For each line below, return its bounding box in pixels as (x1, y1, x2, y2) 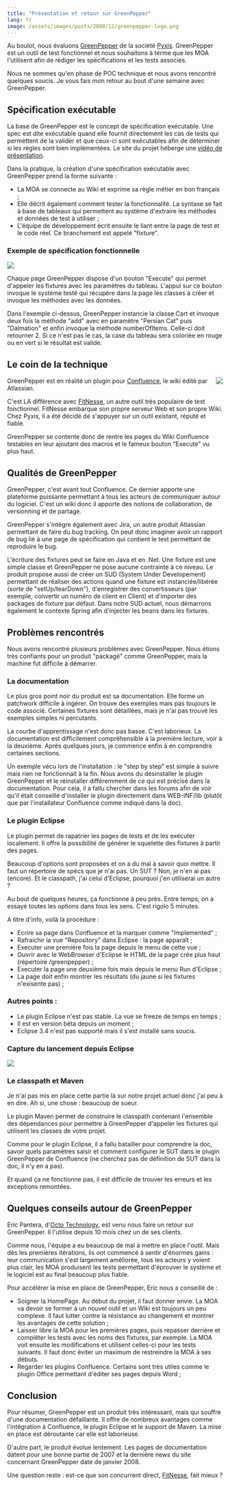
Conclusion (7, 1390, 57, 1402)
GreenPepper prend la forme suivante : (7, 172, 117, 180)
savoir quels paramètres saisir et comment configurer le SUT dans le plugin (7, 1147, 220, 1156)
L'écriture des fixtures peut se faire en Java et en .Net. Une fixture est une (7, 556, 216, 564)
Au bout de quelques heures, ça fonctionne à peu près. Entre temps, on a (7, 895, 214, 903)
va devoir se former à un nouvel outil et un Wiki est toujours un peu (16, 1304, 207, 1312)
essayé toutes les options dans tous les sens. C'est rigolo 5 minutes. (7, 901, 200, 910)
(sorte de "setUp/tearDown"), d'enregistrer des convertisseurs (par (7, 585, 197, 593)
